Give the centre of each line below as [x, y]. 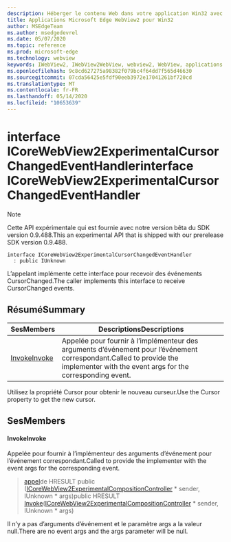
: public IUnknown [40, 261]
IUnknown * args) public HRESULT [72, 496]
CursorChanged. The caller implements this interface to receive [96, 281]
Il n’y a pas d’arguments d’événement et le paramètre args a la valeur [105, 524]
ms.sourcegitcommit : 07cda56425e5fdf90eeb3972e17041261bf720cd [100, 77]
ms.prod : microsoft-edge [43, 52]
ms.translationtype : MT [41, 84]
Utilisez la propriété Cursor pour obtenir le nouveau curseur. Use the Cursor [114, 392]
